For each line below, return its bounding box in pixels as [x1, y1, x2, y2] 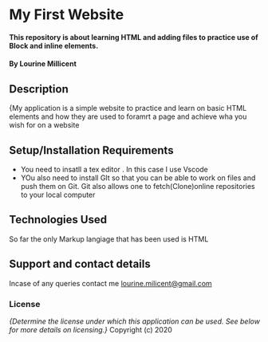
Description [9, 82, 69, 96]
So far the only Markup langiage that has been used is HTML [9, 234, 209, 244]
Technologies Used [9, 213, 107, 226]
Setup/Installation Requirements [9, 143, 174, 157]
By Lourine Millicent [9, 59, 77, 69]
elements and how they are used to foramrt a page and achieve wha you [9, 112, 247, 121]
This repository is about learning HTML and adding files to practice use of [9, 32, 258, 41]
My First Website [9, 6, 124, 24]
